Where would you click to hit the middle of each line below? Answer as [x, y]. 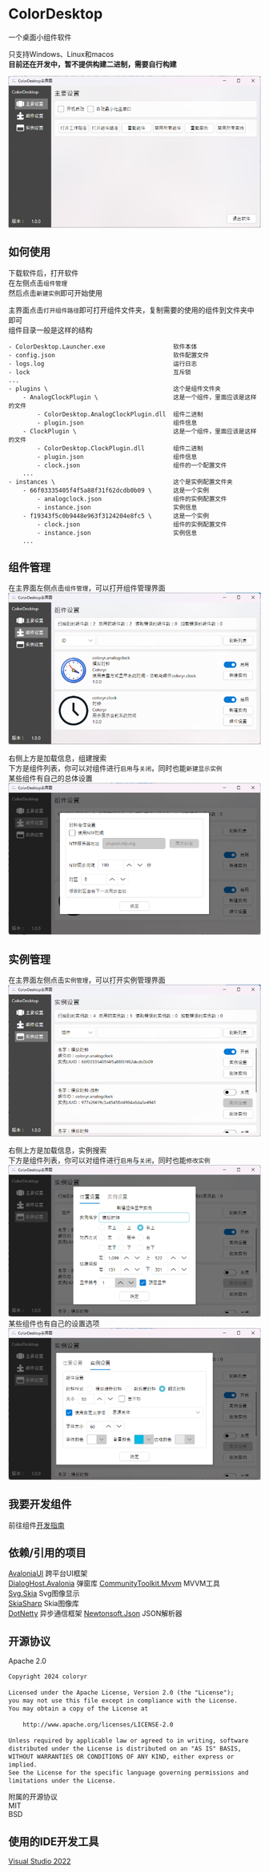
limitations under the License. [62, 1781]
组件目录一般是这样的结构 [50, 330]
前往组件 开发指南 [36, 1525]
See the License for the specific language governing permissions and [128, 1773]
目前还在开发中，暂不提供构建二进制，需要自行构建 [92, 64]
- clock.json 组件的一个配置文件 [132, 465]
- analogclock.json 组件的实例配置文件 [132, 499]
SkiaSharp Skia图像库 [44, 1604]
